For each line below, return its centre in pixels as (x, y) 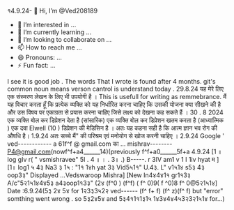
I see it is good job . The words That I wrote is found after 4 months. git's (111, 81)
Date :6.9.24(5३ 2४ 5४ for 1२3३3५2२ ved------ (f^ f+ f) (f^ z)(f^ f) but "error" (115, 191)
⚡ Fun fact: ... (36, 65)
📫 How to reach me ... (49, 47)
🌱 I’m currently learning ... (54, 32)
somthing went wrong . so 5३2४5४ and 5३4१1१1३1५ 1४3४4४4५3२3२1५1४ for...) (116, 198)
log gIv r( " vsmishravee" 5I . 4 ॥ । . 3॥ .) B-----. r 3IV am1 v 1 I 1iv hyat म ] (113, 159)
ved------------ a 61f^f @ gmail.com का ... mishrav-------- (90, 144)
